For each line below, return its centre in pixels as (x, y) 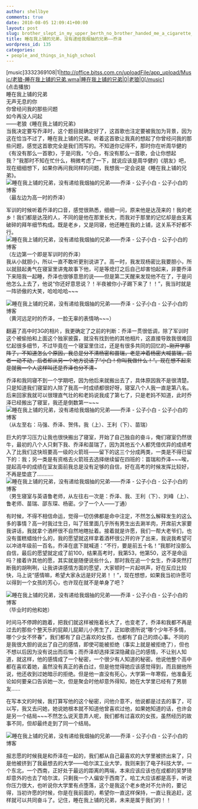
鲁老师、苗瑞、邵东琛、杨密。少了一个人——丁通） (68, 503)
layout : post (22, 28)
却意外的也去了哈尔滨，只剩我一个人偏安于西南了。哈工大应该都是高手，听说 (99, 778)
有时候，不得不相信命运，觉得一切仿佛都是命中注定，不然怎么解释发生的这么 (99, 516)
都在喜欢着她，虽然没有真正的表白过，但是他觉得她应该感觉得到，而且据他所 (99, 666)
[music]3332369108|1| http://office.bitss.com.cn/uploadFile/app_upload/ (94, 72)
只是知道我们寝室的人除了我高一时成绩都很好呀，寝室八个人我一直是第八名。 (99, 388)
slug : (13, 34)
